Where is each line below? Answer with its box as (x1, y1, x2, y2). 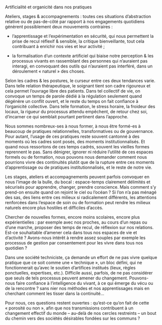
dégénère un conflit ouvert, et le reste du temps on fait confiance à (5, 98, 139, 104)
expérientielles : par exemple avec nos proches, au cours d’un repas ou (5, 219, 147, 225)
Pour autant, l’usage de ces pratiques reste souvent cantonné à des (5, 133, 140, 139)
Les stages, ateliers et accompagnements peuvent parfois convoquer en (5, 174, 150, 179)
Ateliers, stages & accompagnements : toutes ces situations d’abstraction (5, 14, 151, 19)
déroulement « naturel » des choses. (12, 68, 86, 74)
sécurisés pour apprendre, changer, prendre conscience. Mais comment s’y (5, 184, 156, 190)
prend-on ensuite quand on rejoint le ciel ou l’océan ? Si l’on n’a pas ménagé (5, 189, 157, 195)
